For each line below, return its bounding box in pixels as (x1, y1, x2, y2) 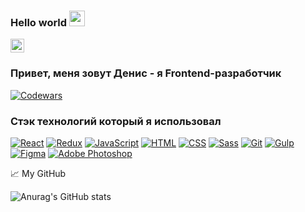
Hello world (10, 15, 68, 29)
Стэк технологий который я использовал (10, 114, 222, 128)
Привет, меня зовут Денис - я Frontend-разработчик (10, 66, 282, 80)
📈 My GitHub (10, 167, 67, 179)
